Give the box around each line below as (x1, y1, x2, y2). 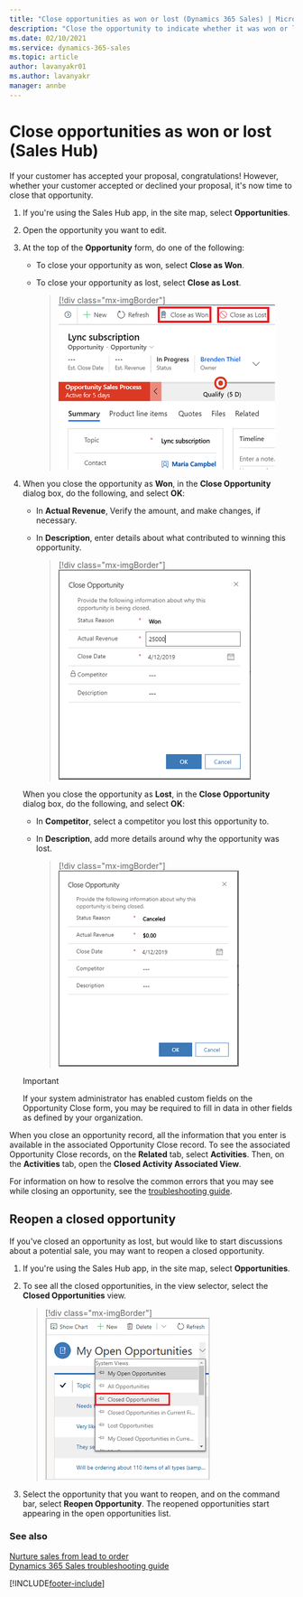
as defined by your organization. (22, 1112, 143, 1123)
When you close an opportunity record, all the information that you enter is (9, 1129, 287, 1140)
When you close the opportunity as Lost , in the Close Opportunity (22, 789, 271, 799)
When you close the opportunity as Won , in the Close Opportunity (22, 478, 271, 489)
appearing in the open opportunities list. (22, 1508, 171, 1518)
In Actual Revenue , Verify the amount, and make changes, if (35, 505, 262, 516)
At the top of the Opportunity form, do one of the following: (22, 242, 245, 253)
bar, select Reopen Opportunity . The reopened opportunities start (22, 1498, 270, 1508)
